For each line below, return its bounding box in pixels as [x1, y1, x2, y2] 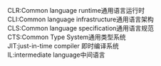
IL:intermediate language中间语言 [7, 50, 105, 59]
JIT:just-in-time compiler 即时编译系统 [7, 42, 119, 50]
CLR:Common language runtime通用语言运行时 [7, 6, 145, 14]
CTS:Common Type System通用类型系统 [7, 33, 126, 41]
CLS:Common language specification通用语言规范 [7, 24, 155, 32]
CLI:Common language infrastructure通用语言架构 [7, 15, 155, 23]
